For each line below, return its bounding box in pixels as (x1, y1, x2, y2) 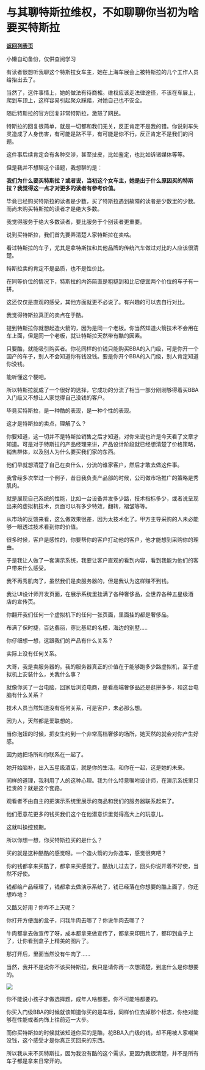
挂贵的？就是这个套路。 (6, 784, 65, 792)
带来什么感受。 (11, 564, 49, 572)
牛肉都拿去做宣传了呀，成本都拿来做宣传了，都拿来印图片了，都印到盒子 (6, 929, 188, 937)
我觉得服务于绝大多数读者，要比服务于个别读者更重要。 (6, 218, 145, 225)
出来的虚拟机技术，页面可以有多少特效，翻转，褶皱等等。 (6, 502, 151, 509)
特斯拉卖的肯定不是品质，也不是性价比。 (6, 264, 108, 272)
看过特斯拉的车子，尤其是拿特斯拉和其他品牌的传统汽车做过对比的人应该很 (6, 244, 193, 251)
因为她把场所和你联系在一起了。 (6, 750, 87, 758)
